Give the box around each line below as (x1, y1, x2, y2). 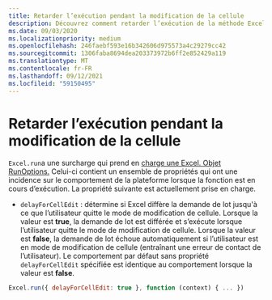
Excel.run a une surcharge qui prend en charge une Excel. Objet (8, 158, 221, 168)
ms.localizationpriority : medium (8, 34, 121, 43)
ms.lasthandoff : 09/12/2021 (8, 72, 104, 80)
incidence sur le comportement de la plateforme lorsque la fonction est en (8, 175, 256, 185)
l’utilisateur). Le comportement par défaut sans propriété (19, 251, 209, 261)
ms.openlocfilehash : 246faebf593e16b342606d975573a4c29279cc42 (8, 42, 227, 50)
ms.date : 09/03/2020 (8, 27, 79, 35)
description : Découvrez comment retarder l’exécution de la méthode (8, 19, 244, 27)
